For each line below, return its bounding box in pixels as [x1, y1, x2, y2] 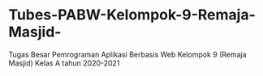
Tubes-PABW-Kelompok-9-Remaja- [8, 6, 256, 24]
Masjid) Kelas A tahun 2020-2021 [8, 58, 120, 68]
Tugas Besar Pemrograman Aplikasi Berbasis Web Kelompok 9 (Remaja [8, 49, 247, 59]
